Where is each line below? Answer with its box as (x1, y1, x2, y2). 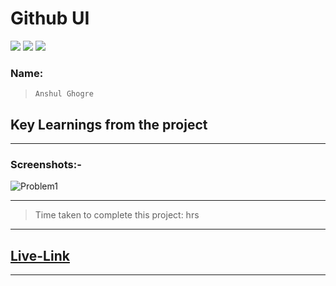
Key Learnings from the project (10, 116, 208, 133)
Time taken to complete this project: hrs (34, 209, 200, 221)
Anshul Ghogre (34, 89, 94, 99)
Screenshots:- (10, 157, 82, 171)
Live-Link (10, 247, 70, 264)
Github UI (10, 7, 90, 30)
